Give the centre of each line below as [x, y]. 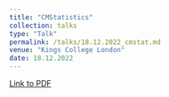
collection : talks [43, 26]
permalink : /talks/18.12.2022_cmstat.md [85, 42]
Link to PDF [30, 83]
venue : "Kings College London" [67, 50]
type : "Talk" [33, 34]
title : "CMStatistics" [51, 17]
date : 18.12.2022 [41, 58]
